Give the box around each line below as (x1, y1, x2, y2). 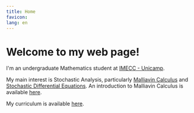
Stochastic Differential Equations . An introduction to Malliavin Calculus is (6, 82, 184, 89)
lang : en (6, 20, 28, 25)
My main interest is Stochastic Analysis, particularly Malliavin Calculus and (6, 76, 189, 83)
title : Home (6, 8, 36, 15)
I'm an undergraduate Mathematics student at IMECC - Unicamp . (6, 64, 165, 72)
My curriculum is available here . (6, 100, 84, 107)
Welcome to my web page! (6, 45, 140, 59)
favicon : (6, 14, 28, 20)
